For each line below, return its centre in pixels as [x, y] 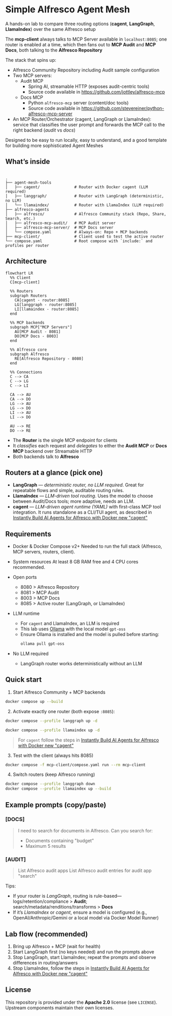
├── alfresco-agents [27, 209]
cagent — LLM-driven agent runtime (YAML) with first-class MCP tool [87, 507]
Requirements [28, 534]
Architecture [26, 261]
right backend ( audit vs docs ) [44, 130]
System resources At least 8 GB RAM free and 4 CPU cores [75, 562]
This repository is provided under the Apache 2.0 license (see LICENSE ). [81, 1002]
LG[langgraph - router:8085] [46, 304]
